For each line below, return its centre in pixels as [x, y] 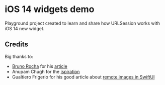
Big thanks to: [19, 56]
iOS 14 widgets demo [50, 9]
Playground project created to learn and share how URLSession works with [82, 23]
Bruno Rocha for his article [39, 66]
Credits [17, 45]
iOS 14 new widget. [25, 28]
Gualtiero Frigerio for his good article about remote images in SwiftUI [83, 77]
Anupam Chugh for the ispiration [46, 71]
